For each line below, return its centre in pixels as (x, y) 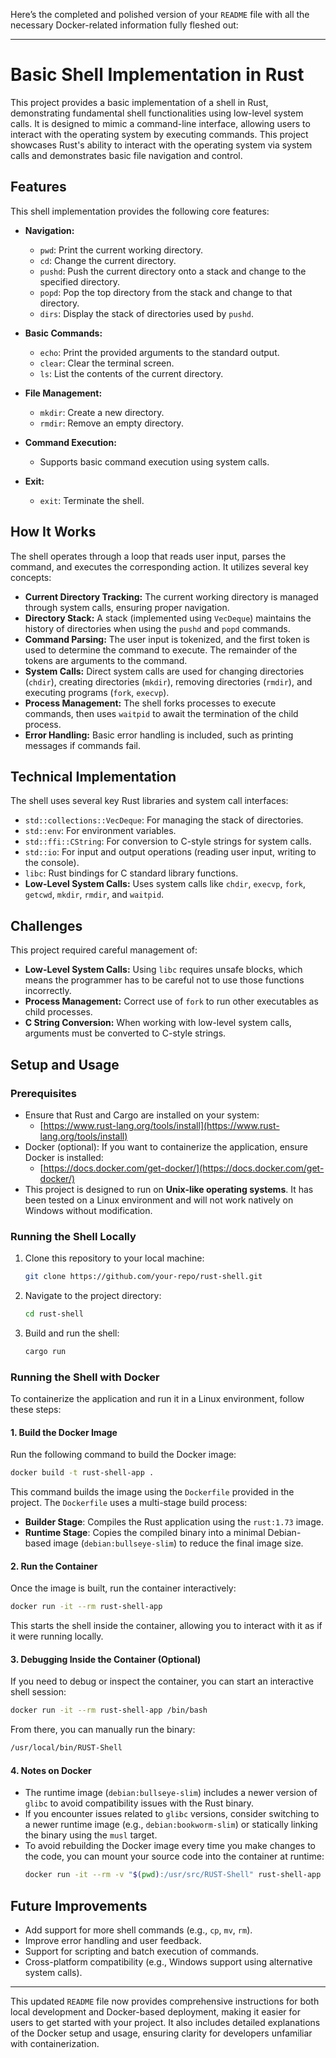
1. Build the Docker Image (64, 1432)
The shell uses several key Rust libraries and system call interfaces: (149, 801)
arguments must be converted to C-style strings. (125, 1033)
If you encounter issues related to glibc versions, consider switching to (172, 1814)
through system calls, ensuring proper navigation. (127, 607)
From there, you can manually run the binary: (103, 1730)
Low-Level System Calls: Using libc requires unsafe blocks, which (163, 970)
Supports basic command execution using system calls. (154, 461)
